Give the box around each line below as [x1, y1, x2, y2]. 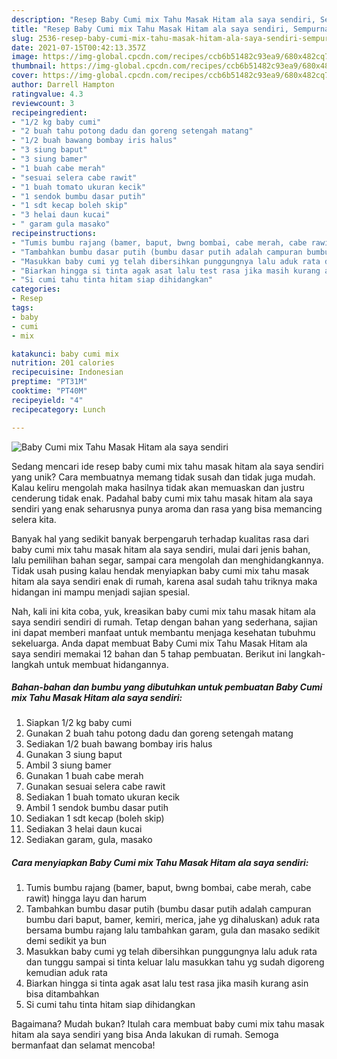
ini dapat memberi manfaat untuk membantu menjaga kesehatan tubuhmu [11, 626, 316, 638]
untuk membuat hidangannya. [45, 658, 169, 670]
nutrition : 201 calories [11, 358, 115, 368]
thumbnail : [11, 61, 57, 71]
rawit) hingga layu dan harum [25, 892, 148, 905]
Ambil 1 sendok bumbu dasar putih [25, 802, 169, 814]
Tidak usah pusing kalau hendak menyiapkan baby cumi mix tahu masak [11, 564, 310, 576]
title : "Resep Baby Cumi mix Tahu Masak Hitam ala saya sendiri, [11, 24, 289, 34]
